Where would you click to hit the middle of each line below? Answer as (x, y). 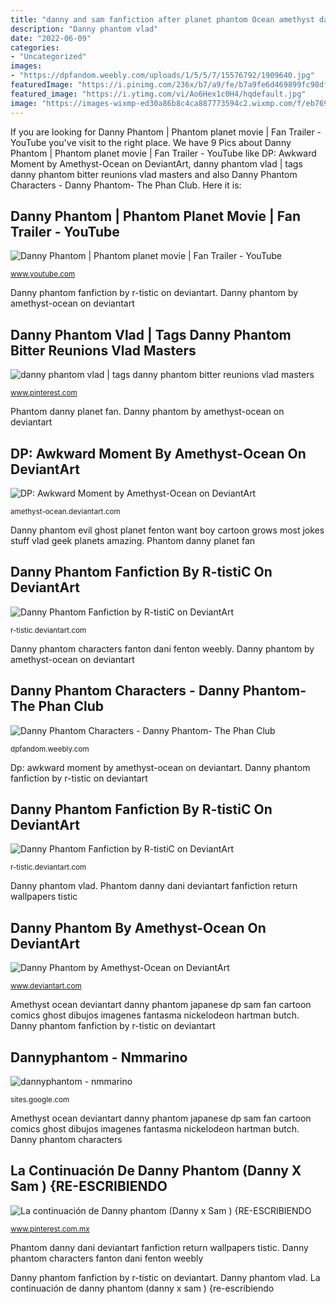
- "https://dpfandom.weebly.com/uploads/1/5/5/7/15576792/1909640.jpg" (162, 76)
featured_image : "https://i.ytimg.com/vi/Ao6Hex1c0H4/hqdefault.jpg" (158, 94)
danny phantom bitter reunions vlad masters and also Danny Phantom (154, 174)
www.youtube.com (43, 274)
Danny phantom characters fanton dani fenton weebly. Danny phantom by (162, 648)
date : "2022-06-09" (51, 38)
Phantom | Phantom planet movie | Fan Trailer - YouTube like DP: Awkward (163, 153)
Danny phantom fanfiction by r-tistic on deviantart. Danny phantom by (154, 293)
